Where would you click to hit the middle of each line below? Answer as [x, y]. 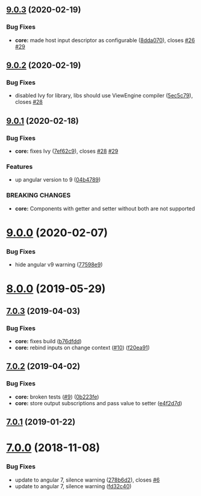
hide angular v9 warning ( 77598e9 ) [59, 265]
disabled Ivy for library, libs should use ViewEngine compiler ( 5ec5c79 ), [104, 96]
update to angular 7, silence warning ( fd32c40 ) [73, 486]
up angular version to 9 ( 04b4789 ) [58, 180]
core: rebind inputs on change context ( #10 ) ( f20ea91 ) [82, 348]
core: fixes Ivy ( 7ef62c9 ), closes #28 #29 [66, 151]
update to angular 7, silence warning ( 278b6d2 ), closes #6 [87, 480]
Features [20, 167]
